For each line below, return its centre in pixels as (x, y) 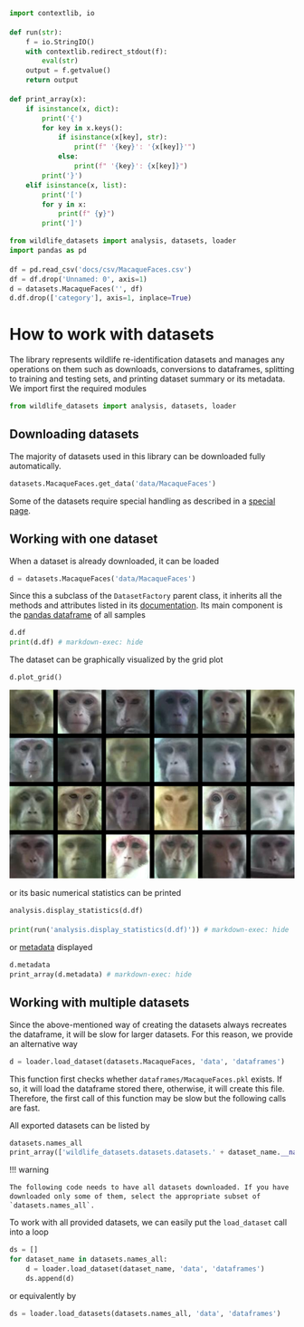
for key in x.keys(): (83, 128)
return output (52, 81)
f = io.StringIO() (60, 42)
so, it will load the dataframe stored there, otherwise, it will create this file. (147, 1088)
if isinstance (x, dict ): (72, 109)
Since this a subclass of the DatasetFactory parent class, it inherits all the (146, 596)
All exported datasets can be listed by (80, 1125)
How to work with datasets (112, 335)
